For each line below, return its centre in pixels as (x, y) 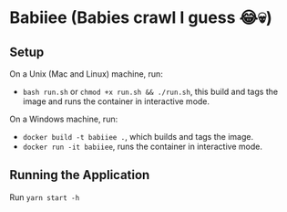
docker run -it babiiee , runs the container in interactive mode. (142, 146)
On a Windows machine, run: (64, 119)
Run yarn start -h (45, 197)
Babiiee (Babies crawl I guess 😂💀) (141, 18)
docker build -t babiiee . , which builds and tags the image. (138, 137)
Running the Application (80, 175)
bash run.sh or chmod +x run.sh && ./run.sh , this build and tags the (150, 91)
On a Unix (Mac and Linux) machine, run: (87, 74)
